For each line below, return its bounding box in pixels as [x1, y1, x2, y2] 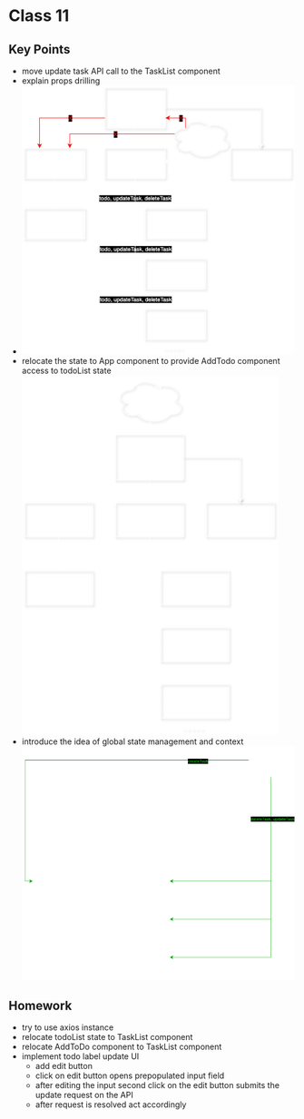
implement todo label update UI [21, 1051, 140, 1062]
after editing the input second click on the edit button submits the [34, 1080, 280, 1091]
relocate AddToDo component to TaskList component [21, 1041, 222, 1053]
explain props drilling [21, 75, 101, 86]
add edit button [34, 1061, 93, 1072]
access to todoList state [21, 365, 112, 376]
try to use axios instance [21, 1022, 114, 1033]
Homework [8, 997, 73, 1013]
